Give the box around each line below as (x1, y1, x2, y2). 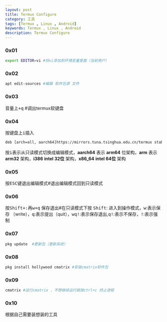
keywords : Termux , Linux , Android (5, 26, 81, 31)
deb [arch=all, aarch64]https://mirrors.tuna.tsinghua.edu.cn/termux (5, 140, 153, 145)
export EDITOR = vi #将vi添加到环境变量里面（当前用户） (5, 58, 109, 63)
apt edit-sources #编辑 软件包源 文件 (5, 81, 80, 86)
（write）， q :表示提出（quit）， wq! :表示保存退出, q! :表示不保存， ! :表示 (10, 211, 154, 217)
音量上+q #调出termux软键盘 (5, 105, 64, 111)
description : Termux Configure (5, 30, 70, 35)
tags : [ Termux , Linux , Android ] (5, 21, 77, 26)
